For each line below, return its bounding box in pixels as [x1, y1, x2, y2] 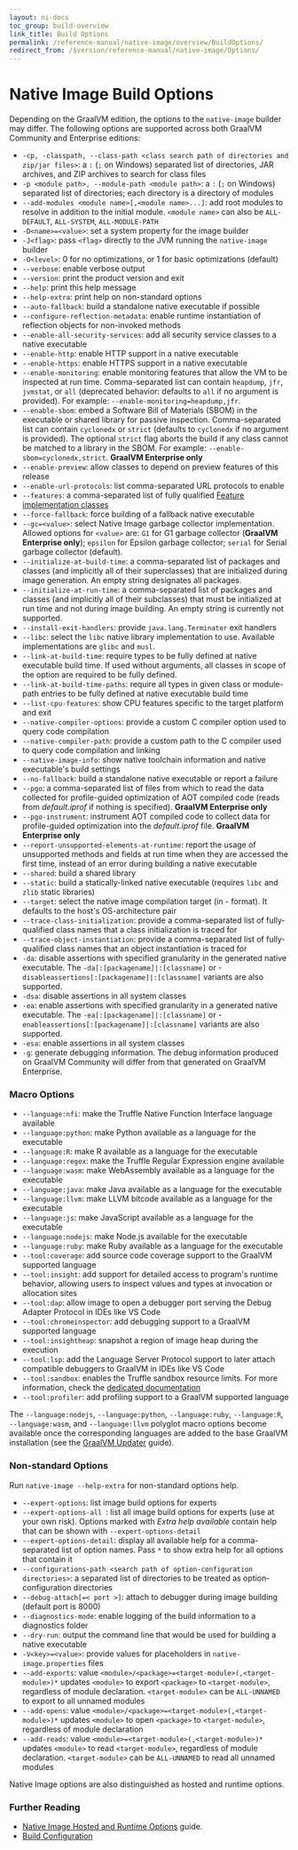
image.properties [21, 1659, 87, 1668]
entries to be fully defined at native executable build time [41, 688, 249, 699]
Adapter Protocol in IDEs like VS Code [21, 1307, 161, 1317]
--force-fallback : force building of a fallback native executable [21, 509, 255, 520]
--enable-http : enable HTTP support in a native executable [21, 348, 239, 359]
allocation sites [21, 1288, 78, 1299]
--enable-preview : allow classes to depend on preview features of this [21, 461, 279, 472]
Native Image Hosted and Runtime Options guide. [21, 1821, 203, 1831]
